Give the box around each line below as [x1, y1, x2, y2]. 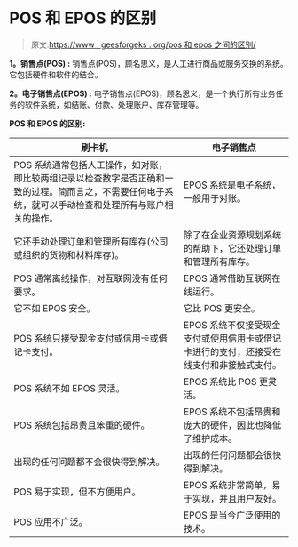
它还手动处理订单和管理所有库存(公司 [13, 235, 169, 247]
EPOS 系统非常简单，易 [183, 479, 281, 491]
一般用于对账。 [183, 192, 247, 205]
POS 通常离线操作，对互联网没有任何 [13, 272, 169, 285]
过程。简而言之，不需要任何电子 [31, 185, 166, 197]
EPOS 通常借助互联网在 [183, 272, 281, 285]
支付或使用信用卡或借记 [183, 332, 282, 344]
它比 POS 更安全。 [183, 302, 260, 314]
